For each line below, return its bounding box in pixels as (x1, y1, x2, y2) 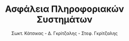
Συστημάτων (36, 14, 93, 25)
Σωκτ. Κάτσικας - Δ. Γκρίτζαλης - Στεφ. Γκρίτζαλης (11, 30, 118, 36)
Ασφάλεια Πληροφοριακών (5, 3, 124, 15)
